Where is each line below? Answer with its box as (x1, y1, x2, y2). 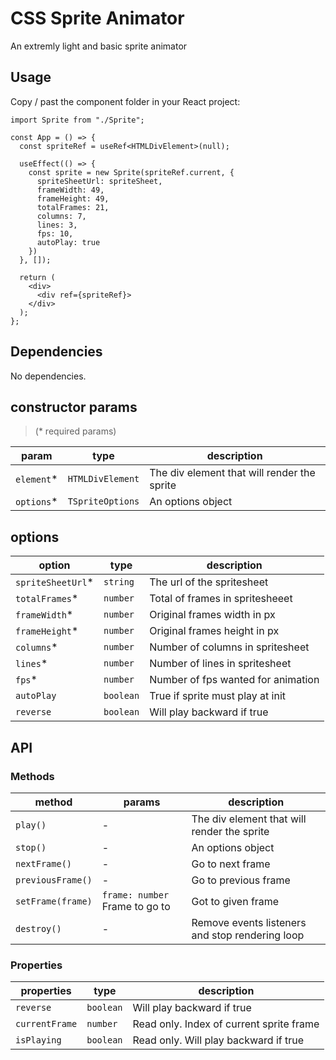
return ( (19, 272, 56, 282)
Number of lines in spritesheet (149, 657, 292, 671)
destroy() (15, 923, 62, 934)
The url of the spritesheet (149, 575, 269, 589)
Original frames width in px (149, 608, 276, 622)
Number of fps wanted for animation (149, 673, 320, 687)
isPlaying (15, 1035, 62, 1046)
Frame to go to (101, 899, 171, 913)
